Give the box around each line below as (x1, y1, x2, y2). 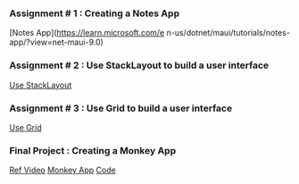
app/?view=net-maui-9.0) (9, 37, 104, 47)
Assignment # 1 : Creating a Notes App (9, 7, 180, 20)
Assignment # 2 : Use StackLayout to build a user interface (9, 59, 270, 71)
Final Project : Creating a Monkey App (9, 144, 177, 156)
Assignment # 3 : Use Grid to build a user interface (9, 102, 233, 114)
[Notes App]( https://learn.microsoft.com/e (9, 28, 165, 38)
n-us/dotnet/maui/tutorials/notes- (166, 28, 290, 38)
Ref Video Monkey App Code (9, 164, 116, 176)
